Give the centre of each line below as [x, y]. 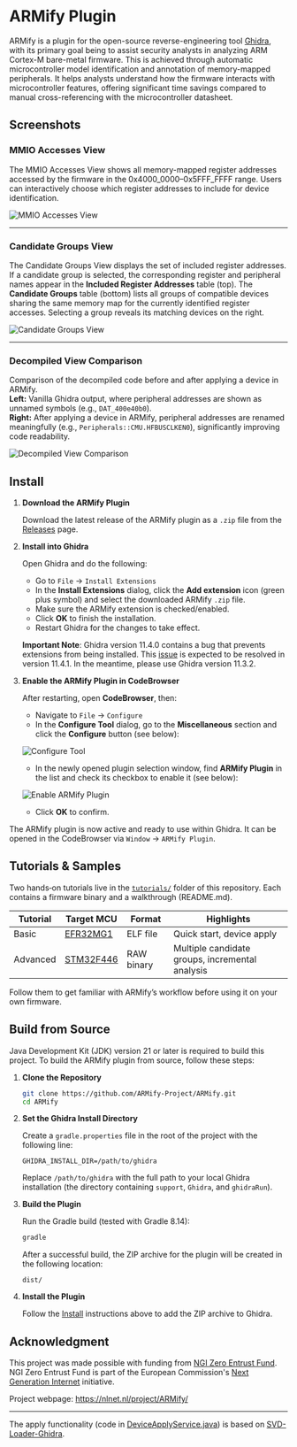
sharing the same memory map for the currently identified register [129, 303]
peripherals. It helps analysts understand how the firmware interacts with [142, 78]
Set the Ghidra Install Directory [80, 1119]
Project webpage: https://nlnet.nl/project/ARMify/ [99, 1399]
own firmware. [35, 1001]
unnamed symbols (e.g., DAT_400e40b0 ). [80, 408]
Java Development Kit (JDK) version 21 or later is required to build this [137, 1051]
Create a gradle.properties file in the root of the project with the [140, 1135]
